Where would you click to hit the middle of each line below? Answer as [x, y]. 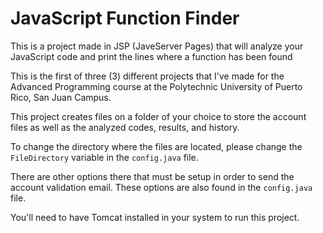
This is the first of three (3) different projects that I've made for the [147, 76]
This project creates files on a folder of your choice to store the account [158, 116]
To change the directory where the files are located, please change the [156, 146]
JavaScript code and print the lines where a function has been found [151, 56]
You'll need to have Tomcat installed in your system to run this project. [155, 217]
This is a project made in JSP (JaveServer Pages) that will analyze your [157, 46]
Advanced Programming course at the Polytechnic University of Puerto [156, 86]
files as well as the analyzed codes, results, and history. [125, 127]
